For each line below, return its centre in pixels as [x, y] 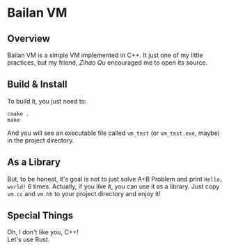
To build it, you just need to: [47, 101]
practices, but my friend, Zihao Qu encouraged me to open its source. [108, 63]
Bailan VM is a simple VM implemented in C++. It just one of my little [105, 55]
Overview [29, 39]
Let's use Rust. [29, 240]
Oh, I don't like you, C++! [43, 232]
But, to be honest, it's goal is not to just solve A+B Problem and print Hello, [115, 179]
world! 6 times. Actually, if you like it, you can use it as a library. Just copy [113, 186]
